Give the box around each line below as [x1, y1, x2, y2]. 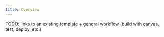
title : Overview [5, 7, 39, 12]
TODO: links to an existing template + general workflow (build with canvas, [5, 21, 159, 27]
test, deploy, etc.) [5, 26, 42, 32]
